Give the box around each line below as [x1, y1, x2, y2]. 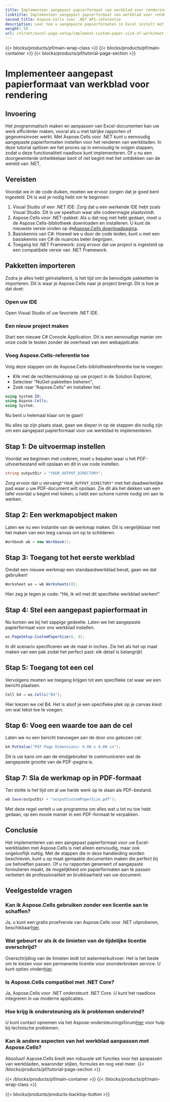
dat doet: [5, 285, 24, 291]
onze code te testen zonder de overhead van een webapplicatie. [5, 340, 140, 346]
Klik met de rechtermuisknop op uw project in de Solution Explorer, [12, 373, 152, 379]
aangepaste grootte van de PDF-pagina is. [5, 759, 94, 765]
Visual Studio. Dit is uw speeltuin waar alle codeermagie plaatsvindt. [12, 209, 155, 215]
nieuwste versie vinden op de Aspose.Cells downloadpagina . [12, 225, 138, 231]
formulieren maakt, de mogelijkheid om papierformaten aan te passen [5, 866, 151, 872]
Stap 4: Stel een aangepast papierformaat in [5, 606, 148, 614]
